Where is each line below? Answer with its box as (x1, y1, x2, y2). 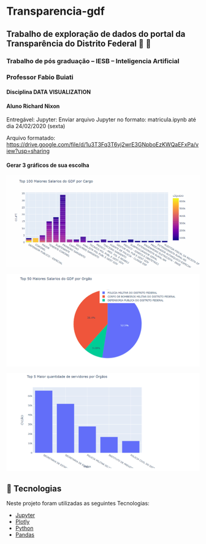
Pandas (15, 531, 35, 538)
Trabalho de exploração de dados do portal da (6, 29, 186, 39)
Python (15, 524, 34, 532)
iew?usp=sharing (6, 147, 50, 155)
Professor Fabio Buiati (6, 73, 74, 82)
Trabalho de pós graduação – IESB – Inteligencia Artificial (6, 56, 180, 65)
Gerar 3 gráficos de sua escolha (6, 161, 90, 169)
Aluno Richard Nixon (6, 102, 60, 110)
